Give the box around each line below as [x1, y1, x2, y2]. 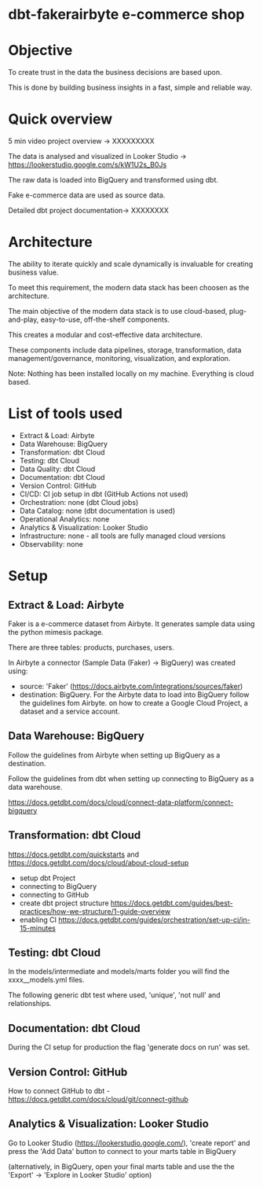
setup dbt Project [19, 873, 76, 883]
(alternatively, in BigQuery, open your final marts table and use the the [8, 1162, 235, 1171]
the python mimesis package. [8, 627, 104, 636]
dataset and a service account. [19, 706, 120, 716]
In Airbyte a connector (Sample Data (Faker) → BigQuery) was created [8, 658, 236, 667]
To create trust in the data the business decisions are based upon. [8, 68, 222, 77]
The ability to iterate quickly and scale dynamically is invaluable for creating [8, 260, 254, 268]
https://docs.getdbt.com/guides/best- [110, 898, 233, 908]
